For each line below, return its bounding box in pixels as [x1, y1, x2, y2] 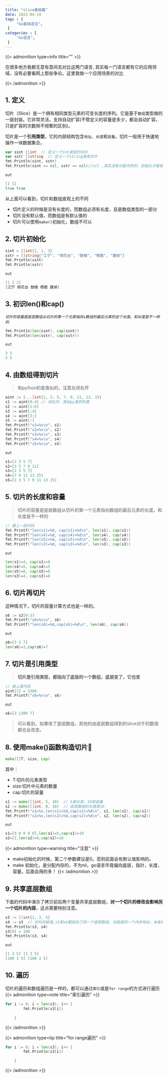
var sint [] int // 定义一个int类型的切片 [5, 150, 88, 155]
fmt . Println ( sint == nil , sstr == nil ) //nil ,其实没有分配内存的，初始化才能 [5, 164, 160, 169]
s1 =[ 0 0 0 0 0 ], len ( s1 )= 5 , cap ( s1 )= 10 [5, 831, 84, 836]
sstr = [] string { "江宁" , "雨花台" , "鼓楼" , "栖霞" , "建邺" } [5, 253, 125, 258]
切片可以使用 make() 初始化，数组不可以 [12, 219, 92, 225]
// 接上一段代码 [5, 523, 34, 528]
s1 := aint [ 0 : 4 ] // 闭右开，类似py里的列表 [5, 399, 90, 404]
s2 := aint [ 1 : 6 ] [5, 404, 39, 409]
